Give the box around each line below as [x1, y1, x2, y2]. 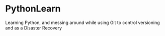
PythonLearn [5, 3, 61, 14]
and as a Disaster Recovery [5, 24, 62, 30]
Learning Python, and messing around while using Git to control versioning [5, 19, 160, 25]
